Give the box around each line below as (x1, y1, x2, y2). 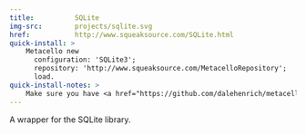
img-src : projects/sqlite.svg (9, 22, 153, 31)
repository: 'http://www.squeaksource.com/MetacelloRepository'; (33, 64, 287, 73)
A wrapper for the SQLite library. (9, 114, 131, 125)
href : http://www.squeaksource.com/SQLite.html (9, 30, 234, 39)
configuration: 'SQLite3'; (33, 55, 137, 64)
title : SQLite (9, 13, 100, 23)
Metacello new (25, 47, 79, 56)
